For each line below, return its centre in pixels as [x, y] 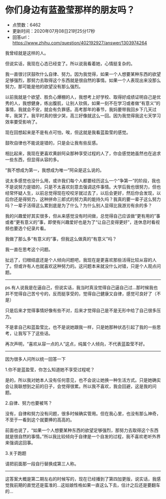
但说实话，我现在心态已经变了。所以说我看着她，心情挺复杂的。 [70, 63]
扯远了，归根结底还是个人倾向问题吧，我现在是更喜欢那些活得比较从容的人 [81, 260]
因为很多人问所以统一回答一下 [35, 359]
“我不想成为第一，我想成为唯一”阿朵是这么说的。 [55, 170]
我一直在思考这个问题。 [29, 249]
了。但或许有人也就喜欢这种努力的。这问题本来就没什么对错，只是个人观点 [81, 266]
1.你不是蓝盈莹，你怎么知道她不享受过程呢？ [50, 369]
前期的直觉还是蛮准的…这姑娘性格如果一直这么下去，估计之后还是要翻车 [87, 485]
